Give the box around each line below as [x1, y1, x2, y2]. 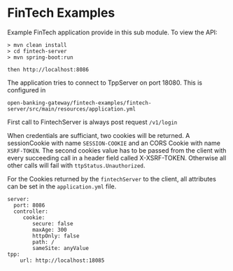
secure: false [32, 220, 73, 227]
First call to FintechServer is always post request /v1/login [7, 118, 178, 126]
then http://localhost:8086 [7, 66, 90, 73]
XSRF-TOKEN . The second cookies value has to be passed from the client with [7, 146, 227, 155]
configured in [7, 85, 46, 94]
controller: [13, 208, 49, 215]
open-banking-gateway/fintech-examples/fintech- [7, 99, 152, 106]
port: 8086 [13, 202, 45, 209]
